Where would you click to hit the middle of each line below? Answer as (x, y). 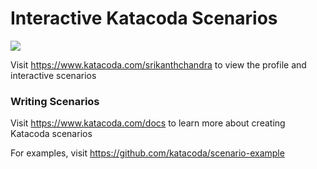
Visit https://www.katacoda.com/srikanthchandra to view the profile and (158, 64)
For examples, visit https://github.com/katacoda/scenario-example (147, 153)
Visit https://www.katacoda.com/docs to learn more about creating (148, 123)
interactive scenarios (53, 75)
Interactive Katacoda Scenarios (144, 18)
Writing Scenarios (55, 101)
